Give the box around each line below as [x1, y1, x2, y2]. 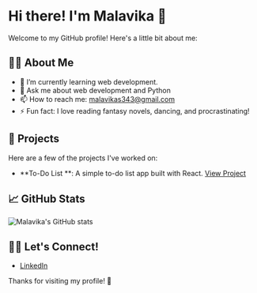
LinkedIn [19, 261, 48, 271]
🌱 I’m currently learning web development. [19, 77, 158, 86]
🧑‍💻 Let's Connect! [8, 240, 99, 254]
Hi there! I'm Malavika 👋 [8, 7, 168, 25]
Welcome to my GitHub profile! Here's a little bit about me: [8, 33, 198, 43]
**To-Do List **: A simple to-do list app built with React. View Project [19, 168, 247, 178]
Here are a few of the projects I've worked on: [8, 153, 158, 163]
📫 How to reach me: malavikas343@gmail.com [19, 94, 176, 103]
